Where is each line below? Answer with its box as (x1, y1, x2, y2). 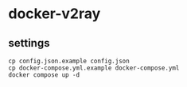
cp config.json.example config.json (8, 57, 130, 65)
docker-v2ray (8, 5, 101, 23)
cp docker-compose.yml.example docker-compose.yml (8, 64, 180, 72)
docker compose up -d (8, 71, 80, 79)
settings (8, 36, 50, 50)
